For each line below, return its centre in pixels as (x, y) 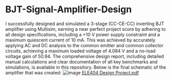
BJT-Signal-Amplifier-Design (68, 9)
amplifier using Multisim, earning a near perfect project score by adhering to (86, 29)
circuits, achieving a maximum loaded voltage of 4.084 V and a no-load (80, 51)
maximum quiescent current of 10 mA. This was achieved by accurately (80, 40)
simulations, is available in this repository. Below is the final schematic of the (86, 67)
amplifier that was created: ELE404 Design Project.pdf (72, 72)
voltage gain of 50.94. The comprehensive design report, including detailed (85, 56)
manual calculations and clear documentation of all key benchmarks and (81, 62)
